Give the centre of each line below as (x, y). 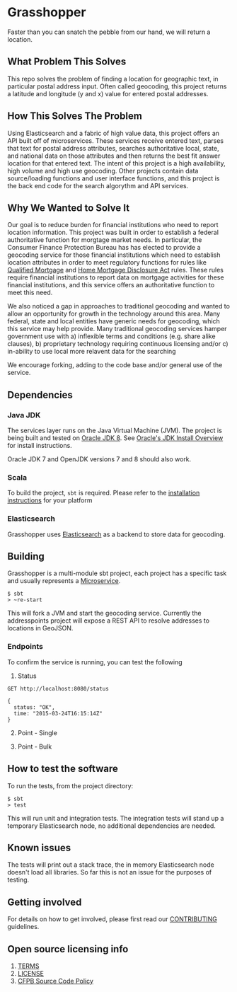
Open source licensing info (68, 949)
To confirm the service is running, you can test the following (95, 662)
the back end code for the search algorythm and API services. (98, 185)
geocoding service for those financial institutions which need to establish (114, 255)
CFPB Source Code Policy (56, 981)
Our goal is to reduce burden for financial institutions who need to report (113, 225)
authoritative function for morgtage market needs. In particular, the (105, 240)
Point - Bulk (35, 746)
